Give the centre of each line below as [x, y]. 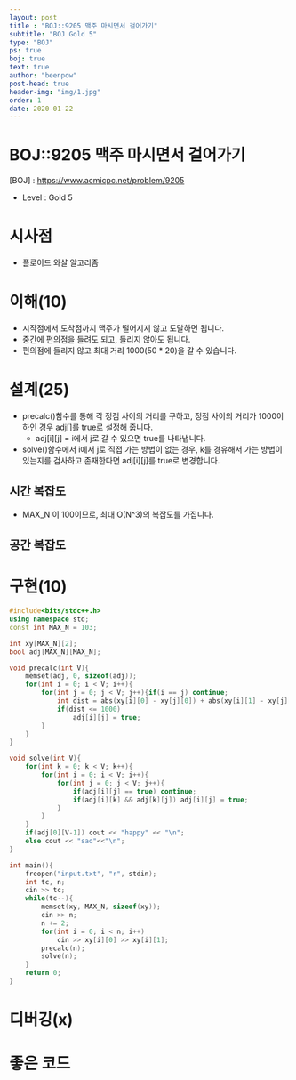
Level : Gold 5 [47, 197]
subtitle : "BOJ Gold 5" [53, 34]
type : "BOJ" [31, 42]
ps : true [25, 51]
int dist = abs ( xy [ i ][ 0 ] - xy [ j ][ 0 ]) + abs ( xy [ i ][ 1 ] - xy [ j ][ [174, 701]
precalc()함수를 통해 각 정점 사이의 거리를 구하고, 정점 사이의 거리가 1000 [149, 416]
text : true [29, 68]
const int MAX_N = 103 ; [53, 627]
